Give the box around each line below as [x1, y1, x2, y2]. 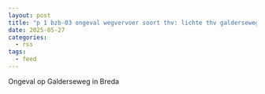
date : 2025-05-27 [8, 26, 65, 34]
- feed [15, 56, 37, 63]
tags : [8, 48, 26, 56]
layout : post [8, 11, 51, 20]
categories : [8, 33, 47, 42]
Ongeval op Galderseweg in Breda [8, 76, 120, 86]
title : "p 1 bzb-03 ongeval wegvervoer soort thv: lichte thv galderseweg [8, 19, 259, 27]
